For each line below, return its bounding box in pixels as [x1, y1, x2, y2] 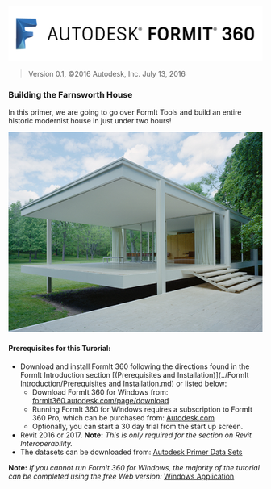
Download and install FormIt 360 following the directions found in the [19, 362, 250, 371]
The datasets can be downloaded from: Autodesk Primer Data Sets [19, 447, 243, 457]
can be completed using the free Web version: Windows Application [8, 471, 235, 481]
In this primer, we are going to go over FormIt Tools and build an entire [8, 107, 242, 117]
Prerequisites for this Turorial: [8, 343, 111, 353]
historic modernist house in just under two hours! [8, 116, 172, 126]
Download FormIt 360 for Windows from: [31, 387, 169, 397]
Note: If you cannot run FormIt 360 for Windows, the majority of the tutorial [8, 462, 261, 472]
